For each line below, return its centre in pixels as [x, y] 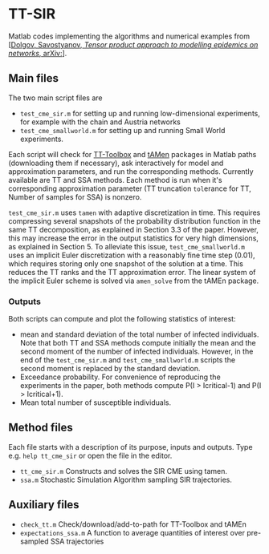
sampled [35, 541]
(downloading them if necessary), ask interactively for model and [116, 163]
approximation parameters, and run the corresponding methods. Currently [131, 171]
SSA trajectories [77, 541]
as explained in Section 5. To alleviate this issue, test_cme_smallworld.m [127, 246]
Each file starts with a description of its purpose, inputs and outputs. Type [130, 447]
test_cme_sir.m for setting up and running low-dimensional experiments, [140, 113]
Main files [33, 78]
